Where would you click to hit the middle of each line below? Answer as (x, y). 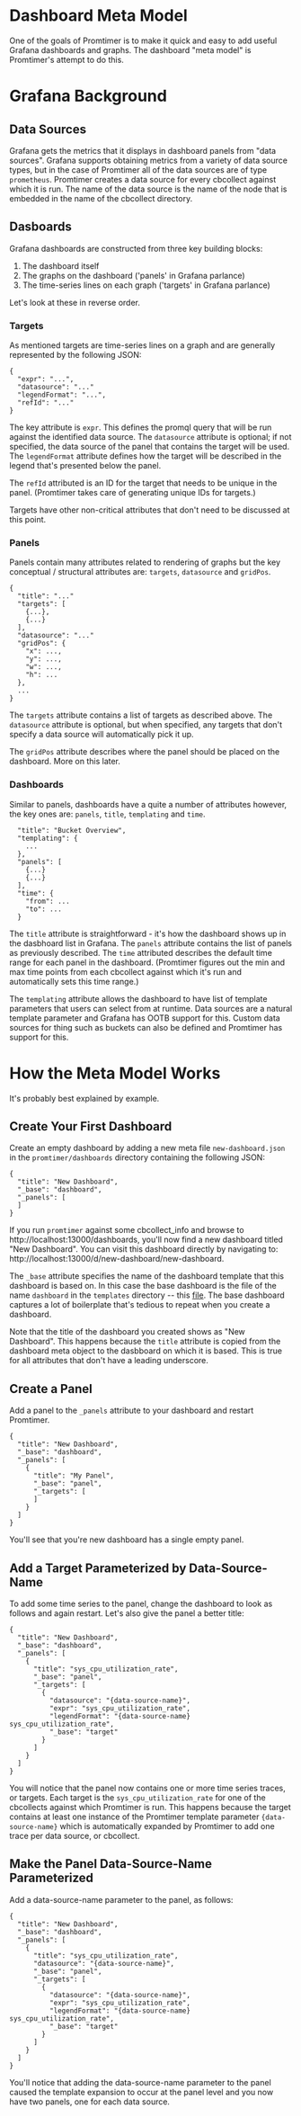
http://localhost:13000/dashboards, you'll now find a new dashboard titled (146, 1240)
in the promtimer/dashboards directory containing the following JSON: (137, 1157)
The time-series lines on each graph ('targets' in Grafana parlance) (146, 285)
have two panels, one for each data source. (90, 2102)
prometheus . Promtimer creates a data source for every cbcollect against (143, 179)
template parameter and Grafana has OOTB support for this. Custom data (145, 1018)
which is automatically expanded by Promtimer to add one (168, 1826)
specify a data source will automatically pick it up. (102, 735)
